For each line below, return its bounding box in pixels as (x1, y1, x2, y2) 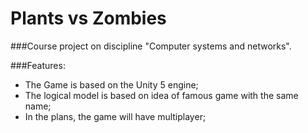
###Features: (10, 59, 66, 71)
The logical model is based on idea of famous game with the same (24, 89, 299, 101)
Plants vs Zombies (10, 7, 167, 30)
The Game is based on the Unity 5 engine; (24, 78, 199, 91)
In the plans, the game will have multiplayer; (24, 110, 207, 122)
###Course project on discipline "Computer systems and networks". (10, 40, 292, 52)
